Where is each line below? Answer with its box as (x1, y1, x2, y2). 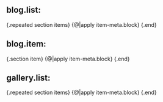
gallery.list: (6, 73, 51, 83)
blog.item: (6, 39, 46, 49)
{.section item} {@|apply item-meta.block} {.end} (6, 55, 130, 62)
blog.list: (6, 5, 41, 15)
